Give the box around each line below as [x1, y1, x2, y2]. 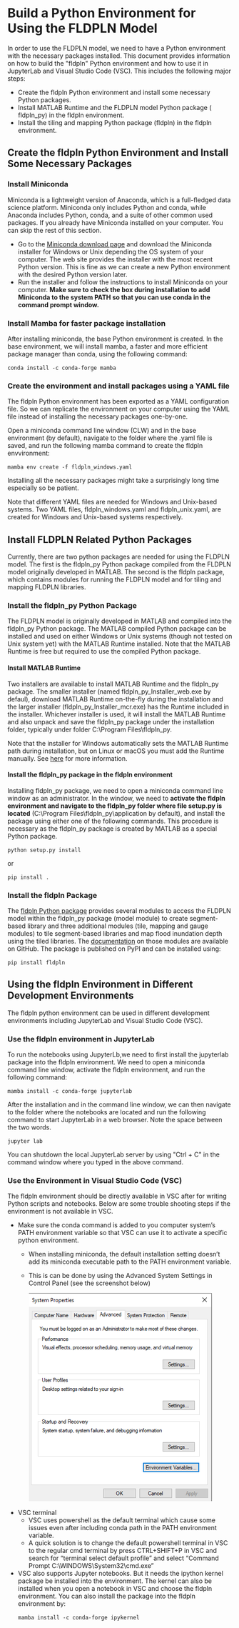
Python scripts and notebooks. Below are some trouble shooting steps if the [7, 1199, 230, 1208]
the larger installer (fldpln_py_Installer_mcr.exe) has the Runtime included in [7, 702, 230, 711]
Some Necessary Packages [7, 158, 132, 170]
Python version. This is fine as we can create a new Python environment [17, 262, 230, 271]
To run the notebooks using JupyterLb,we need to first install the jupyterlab [7, 1050, 229, 1059]
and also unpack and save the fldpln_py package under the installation [7, 717, 215, 726]
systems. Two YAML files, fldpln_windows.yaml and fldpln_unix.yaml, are [7, 505, 221, 514]
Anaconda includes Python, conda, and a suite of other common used [7, 211, 213, 219]
